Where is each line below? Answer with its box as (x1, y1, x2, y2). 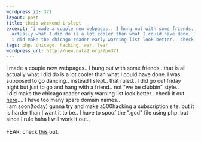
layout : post (6, 14, 39, 20)
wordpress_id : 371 (6, 8, 52, 15)
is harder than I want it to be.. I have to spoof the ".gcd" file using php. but (6, 109, 188, 116)
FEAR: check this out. (6, 128, 59, 135)
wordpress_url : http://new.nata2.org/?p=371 (6, 48, 119, 54)
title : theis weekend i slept (6, 20, 82, 26)
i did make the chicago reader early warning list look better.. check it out (6, 89, 185, 97)
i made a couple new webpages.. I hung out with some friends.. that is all (6, 64, 186, 71)
